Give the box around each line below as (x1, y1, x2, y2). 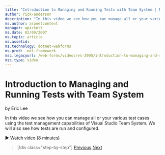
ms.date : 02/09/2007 (5, 30, 48, 35)
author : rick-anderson (5, 12, 52, 17)
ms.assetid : (5, 39, 29, 44)
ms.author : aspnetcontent (5, 21, 58, 26)
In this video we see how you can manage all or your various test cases (5, 115, 150, 121)
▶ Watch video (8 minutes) (5, 135, 60, 141)
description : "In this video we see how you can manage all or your (5, 16, 148, 21)
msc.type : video (5, 58, 38, 62)
